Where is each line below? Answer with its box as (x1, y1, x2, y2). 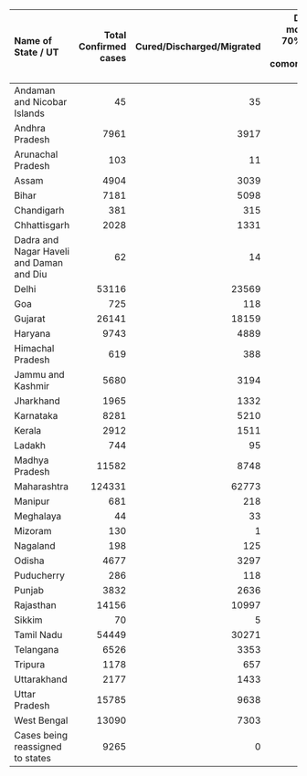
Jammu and (14, 369, 66, 381)
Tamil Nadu (14, 629, 63, 641)
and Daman (14, 257, 64, 268)
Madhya (14, 454, 49, 467)
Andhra (14, 122, 46, 134)
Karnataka (14, 410, 58, 422)
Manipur (14, 495, 50, 508)
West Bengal (14, 714, 69, 727)
